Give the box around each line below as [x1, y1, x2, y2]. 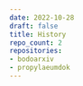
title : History [9, 30, 67, 39]
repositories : [9, 47, 63, 56]
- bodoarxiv [9, 55, 54, 64]
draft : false [9, 21, 59, 30]
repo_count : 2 [9, 38, 63, 47]
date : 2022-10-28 [9, 13, 75, 22]
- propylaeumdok [9, 64, 70, 73]
